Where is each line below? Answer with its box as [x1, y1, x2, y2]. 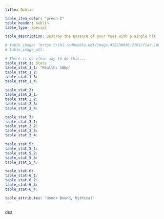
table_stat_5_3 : [5, 155, 38, 160]
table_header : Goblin [5, 21, 49, 25]
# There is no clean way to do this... [5, 56, 86, 61]
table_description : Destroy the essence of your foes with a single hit [5, 34, 156, 39]
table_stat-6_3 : [5, 182, 38, 187]
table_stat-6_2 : [5, 178, 38, 183]
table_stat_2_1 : [5, 92, 38, 97]
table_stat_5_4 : [5, 160, 38, 165]
